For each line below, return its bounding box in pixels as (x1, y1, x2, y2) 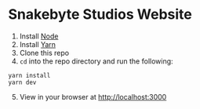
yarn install (8, 71, 51, 79)
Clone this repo (19, 48, 69, 57)
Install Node (19, 31, 59, 41)
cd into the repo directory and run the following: (19, 56, 174, 66)
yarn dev (8, 78, 37, 86)
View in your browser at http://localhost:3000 (19, 92, 167, 101)
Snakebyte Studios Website (8, 5, 192, 24)
